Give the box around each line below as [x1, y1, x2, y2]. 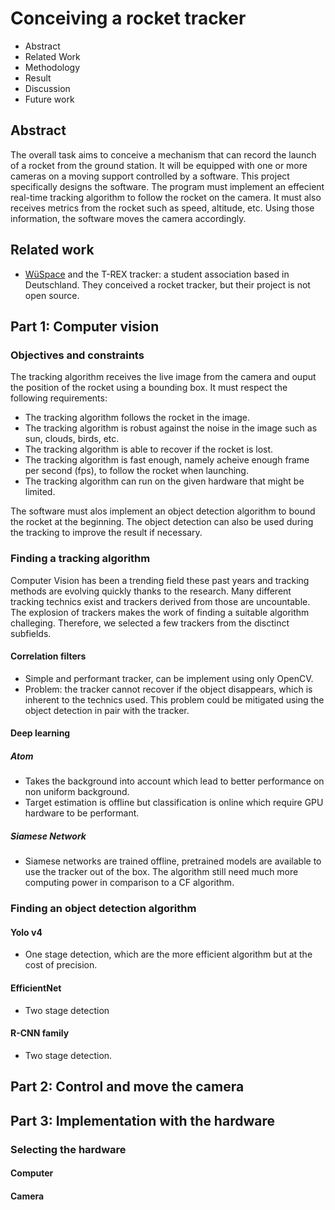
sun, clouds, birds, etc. [24, 433, 120, 445]
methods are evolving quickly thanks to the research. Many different [10, 585, 292, 597]
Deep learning [10, 727, 71, 739]
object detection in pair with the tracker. [24, 704, 190, 716]
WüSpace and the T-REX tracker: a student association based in [24, 268, 290, 280]
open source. [24, 289, 80, 301]
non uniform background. [24, 786, 130, 798]
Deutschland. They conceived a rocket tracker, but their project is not [24, 278, 311, 291]
